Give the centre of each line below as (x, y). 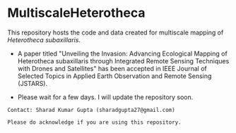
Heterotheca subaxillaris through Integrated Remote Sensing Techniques (123, 61)
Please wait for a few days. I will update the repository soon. (105, 97)
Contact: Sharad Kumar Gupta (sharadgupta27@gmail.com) (91, 110)
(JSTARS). (33, 83)
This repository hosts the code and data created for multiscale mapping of (116, 32)
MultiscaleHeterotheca (76, 13)
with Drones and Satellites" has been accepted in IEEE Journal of (112, 68)
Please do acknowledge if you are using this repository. (94, 122)
